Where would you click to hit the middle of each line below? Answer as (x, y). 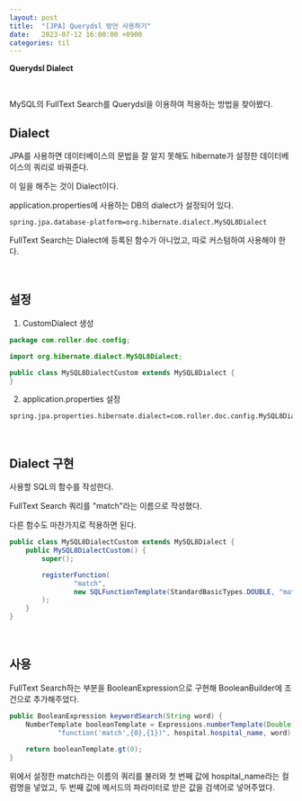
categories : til (40, 43)
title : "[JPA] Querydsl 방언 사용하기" (80, 26)
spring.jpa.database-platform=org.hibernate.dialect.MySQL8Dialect (138, 222)
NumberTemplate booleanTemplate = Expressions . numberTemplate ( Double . (160, 725)
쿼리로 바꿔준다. (61, 167)
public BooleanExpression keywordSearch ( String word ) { (116, 716)
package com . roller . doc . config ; (70, 340)
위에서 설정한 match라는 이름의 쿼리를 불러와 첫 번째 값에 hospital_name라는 (145, 776)
